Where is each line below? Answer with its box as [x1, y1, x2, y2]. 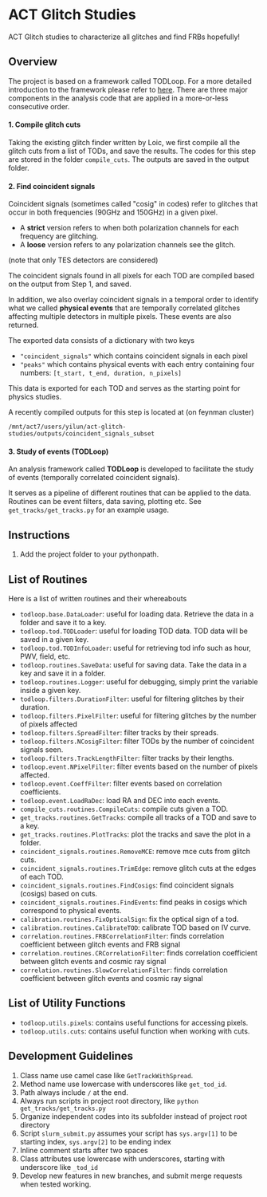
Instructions [8, 528, 70, 541]
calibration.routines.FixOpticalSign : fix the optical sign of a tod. [19, 914, 239, 923]
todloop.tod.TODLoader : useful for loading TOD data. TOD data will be [19, 626, 249, 636]
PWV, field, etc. [19, 652, 71, 661]
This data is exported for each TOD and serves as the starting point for [8, 384, 241, 393]
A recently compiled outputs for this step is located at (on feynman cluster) [8, 408, 254, 417]
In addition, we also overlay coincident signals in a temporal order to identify [8, 295, 259, 305]
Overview [8, 55, 58, 69]
